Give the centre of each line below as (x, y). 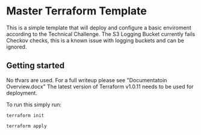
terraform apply (26, 126)
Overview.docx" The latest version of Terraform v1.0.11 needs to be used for (100, 86)
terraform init (25, 115)
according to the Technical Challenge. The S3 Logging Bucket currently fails (101, 34)
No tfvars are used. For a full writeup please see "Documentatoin (87, 80)
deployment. (22, 93)
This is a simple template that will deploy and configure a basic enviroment (99, 28)
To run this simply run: (34, 104)
